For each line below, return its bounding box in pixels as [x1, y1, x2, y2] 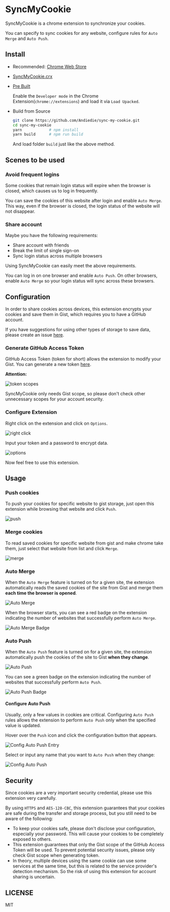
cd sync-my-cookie [12, 122, 52, 127]
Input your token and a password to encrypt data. [5, 440, 109, 446]
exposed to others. [12, 836, 52, 842]
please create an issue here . [5, 332, 64, 338]
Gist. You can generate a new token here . [5, 361, 92, 368]
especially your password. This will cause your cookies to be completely [12, 831, 164, 837]
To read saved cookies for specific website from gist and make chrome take [5, 540, 163, 546]
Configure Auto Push [5, 700, 51, 706]
